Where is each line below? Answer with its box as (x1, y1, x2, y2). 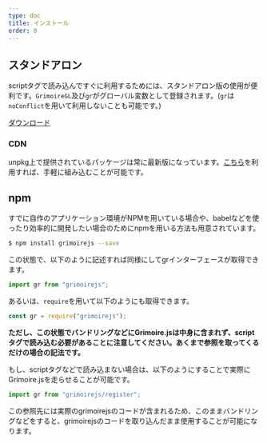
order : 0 (8, 26, 38, 34)
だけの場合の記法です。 (8, 347, 86, 357)
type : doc (8, 11, 42, 20)
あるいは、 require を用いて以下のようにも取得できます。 (8, 297, 194, 306)
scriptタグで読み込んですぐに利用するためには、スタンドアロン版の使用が (8, 81, 251, 90)
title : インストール (8, 19, 70, 27)
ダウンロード (8, 118, 50, 128)
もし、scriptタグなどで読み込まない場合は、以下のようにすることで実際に (8, 365, 251, 374)
